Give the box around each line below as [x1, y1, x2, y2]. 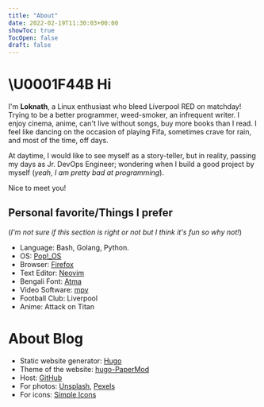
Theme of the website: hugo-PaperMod [19, 364, 150, 374]
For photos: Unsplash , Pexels [19, 381, 116, 390]
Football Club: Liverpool [19, 293, 98, 303]
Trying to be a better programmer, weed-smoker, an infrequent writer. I [8, 110, 240, 120]
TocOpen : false [8, 33, 59, 42]
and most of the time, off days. [8, 136, 109, 145]
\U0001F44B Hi [8, 76, 112, 94]
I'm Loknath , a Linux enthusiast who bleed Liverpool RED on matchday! [8, 102, 242, 111]
